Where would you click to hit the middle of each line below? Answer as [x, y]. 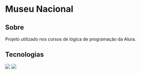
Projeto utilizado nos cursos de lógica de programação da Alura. [70, 39]
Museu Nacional [39, 9]
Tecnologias [24, 55]
